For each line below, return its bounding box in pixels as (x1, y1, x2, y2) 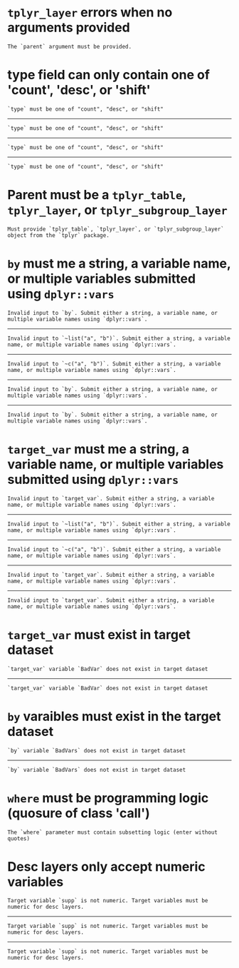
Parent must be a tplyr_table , (7, 187, 186, 203)
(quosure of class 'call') (7, 805, 151, 821)
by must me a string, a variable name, (7, 256, 231, 271)
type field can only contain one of (7, 67, 210, 83)
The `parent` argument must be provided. (7, 43, 132, 50)
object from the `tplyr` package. (7, 231, 110, 239)
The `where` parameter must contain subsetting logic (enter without (7, 829, 218, 836)
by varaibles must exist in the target (7, 708, 221, 725)
